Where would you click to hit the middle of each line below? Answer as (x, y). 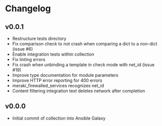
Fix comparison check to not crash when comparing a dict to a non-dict (85, 44)
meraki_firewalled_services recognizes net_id (58, 86)
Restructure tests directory (39, 38)
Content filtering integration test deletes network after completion (79, 91)
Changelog (28, 9)
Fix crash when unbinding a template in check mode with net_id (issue (83, 65)
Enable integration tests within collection (53, 54)
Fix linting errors (29, 59)
